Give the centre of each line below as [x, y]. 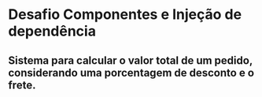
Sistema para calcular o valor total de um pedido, [131, 60]
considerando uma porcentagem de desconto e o [131, 73]
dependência [52, 31]
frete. [22, 85]
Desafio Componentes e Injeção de [125, 15]
